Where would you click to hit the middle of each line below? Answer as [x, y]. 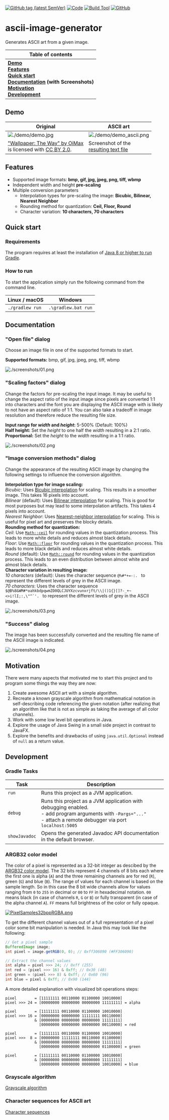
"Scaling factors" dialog [35, 383]
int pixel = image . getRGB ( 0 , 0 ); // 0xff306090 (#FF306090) [70, 951]
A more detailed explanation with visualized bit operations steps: [72, 989]
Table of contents [51, 54]
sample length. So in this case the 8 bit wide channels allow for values [78, 886]
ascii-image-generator [54, 28]
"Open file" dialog [28, 339]
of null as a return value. [38, 741]
